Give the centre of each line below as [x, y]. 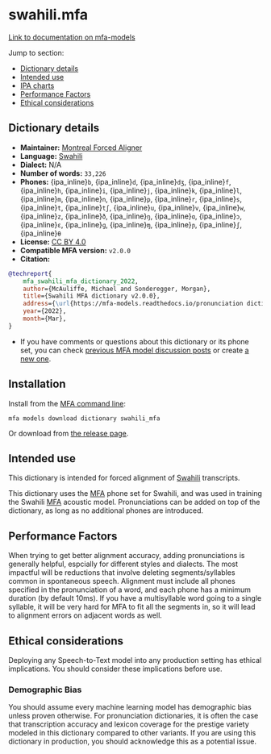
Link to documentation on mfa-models [72, 37]
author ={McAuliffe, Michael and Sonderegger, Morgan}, [117, 289]
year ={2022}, [45, 311]
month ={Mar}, [45, 319]
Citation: [35, 259]
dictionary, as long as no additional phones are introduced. [106, 510]
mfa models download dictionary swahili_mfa [84, 418]
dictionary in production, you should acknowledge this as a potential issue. [132, 742]
